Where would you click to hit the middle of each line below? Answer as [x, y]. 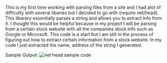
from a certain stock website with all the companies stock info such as [79, 29]
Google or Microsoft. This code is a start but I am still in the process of [79, 34]
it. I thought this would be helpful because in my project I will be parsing [81, 23]
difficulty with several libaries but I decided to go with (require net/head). [82, 13]
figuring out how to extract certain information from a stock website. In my [83, 40]
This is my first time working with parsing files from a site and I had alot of [83, 7]
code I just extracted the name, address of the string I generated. [74, 45]
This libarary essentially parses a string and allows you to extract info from [84, 18]
